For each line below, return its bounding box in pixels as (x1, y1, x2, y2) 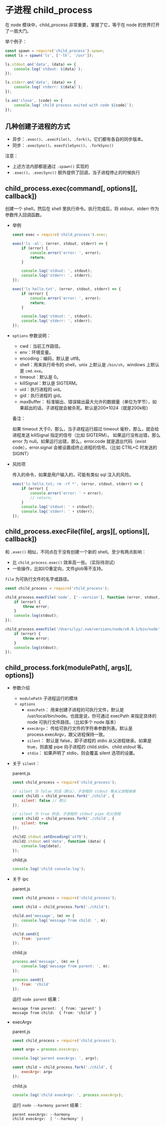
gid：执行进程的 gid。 (19, 392, 64, 398)
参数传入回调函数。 (5, 212, 44, 218)
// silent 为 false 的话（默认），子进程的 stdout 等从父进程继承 (12, 789, 136, 794)
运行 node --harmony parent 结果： (12, 1102, 83, 1108)
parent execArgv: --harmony (12, 1112, 70, 1117)
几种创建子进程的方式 (5, 122, 70, 130)
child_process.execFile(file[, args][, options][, (5, 527, 150, 536)
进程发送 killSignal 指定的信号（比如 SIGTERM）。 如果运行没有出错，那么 (12, 432, 161, 438)
